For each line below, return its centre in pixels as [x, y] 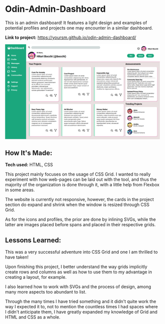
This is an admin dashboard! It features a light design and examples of [76, 23]
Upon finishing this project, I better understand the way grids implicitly [76, 267]
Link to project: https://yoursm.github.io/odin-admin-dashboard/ [71, 37]
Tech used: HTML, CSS [29, 165]
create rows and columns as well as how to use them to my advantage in [79, 272]
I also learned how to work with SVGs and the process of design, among [78, 287]
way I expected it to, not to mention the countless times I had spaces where [82, 307]
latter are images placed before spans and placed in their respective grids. [81, 225]
